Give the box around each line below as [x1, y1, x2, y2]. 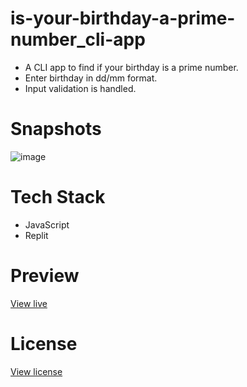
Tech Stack [10, 186, 106, 209]
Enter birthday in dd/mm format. [24, 72, 158, 84]
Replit [24, 229, 49, 241]
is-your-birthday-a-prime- [10, 7, 236, 30]
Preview [10, 265, 80, 287]
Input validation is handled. [24, 82, 137, 94]
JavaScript [24, 218, 70, 231]
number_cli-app [10, 28, 146, 51]
